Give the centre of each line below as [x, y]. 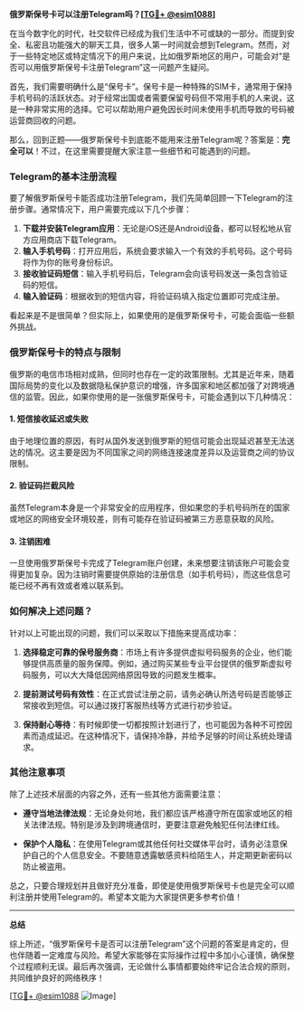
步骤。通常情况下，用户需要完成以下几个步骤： [104, 209]
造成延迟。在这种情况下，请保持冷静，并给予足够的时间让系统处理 [161, 735]
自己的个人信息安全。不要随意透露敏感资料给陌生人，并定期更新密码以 [161, 854]
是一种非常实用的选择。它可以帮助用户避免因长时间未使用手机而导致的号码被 [152, 109]
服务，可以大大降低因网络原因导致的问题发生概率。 [126, 675]
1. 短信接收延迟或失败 [49, 419]
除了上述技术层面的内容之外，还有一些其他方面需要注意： [116, 794]
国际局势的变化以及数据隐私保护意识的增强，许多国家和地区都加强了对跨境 [148, 385]
